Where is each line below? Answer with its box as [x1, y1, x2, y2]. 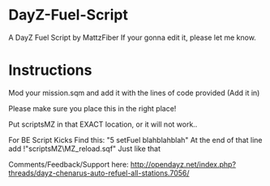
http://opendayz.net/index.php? [130, 159, 237, 169]
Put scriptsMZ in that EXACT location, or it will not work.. [8, 119, 198, 129]
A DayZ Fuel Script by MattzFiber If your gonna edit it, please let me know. [8, 32, 257, 42]
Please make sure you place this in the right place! [8, 103, 177, 113]
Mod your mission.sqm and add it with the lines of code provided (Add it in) [8, 88, 260, 97]
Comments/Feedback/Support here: [8, 159, 129, 169]
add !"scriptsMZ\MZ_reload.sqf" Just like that [8, 144, 161, 154]
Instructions [8, 61, 92, 80]
